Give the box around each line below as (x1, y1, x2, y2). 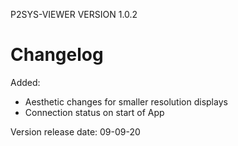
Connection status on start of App (24, 106, 165, 118)
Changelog (10, 44, 104, 66)
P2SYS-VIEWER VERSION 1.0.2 (10, 9, 138, 20)
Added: (10, 76, 41, 88)
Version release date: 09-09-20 (10, 125, 141, 138)
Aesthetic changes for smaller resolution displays (24, 95, 228, 108)
